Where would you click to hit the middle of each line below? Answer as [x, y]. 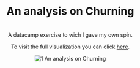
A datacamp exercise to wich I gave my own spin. [70, 34]
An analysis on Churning [70, 11]
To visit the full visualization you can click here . [70, 47]
